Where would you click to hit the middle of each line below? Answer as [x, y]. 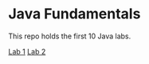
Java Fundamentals [74, 14]
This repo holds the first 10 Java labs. [70, 36]
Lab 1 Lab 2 [27, 51]
